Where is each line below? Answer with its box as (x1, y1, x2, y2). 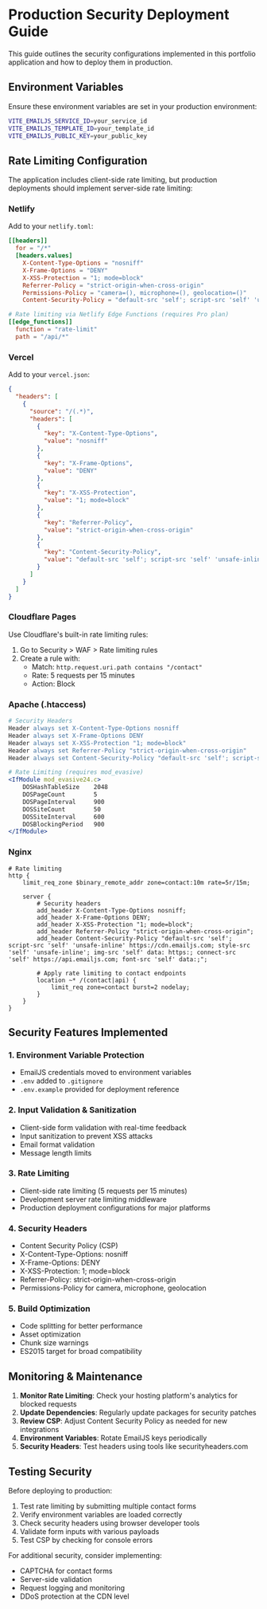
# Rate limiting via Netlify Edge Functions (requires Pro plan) (8, 311, 229, 319)
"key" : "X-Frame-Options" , (43, 459, 133, 467)
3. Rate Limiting (8, 1168, 70, 1179)
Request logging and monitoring (19, 1583, 126, 1593)
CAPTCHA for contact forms (19, 1566, 113, 1576)
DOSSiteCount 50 (22, 805, 102, 814)
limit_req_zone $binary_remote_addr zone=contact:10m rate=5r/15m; (22, 878, 250, 886)
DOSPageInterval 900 (22, 798, 105, 806)
